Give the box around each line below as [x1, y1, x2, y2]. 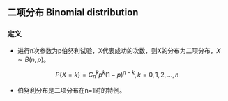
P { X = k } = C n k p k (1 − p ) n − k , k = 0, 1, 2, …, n [55, 69, 179, 80]
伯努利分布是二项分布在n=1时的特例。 [17, 86, 126, 95]
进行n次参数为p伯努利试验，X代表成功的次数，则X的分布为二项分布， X [17, 46, 221, 54]
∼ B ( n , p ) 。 [17, 55, 50, 63]
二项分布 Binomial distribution [7, 6, 139, 19]
